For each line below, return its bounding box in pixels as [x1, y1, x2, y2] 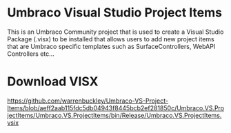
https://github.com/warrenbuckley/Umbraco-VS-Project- [7, 96, 169, 105]
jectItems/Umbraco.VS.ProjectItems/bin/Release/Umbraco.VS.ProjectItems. [7, 111, 222, 119]
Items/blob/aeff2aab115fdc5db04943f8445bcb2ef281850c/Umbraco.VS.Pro [7, 103, 225, 112]
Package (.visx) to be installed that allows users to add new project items [7, 34, 215, 43]
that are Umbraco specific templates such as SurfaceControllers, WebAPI [7, 42, 216, 50]
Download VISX [7, 74, 99, 90]
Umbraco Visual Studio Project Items [7, 5, 223, 21]
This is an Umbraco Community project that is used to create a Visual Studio [7, 28, 224, 36]
